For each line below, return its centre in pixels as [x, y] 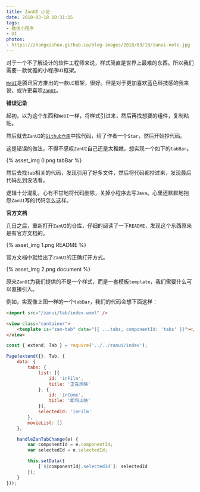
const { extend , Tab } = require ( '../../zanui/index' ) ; [77, 346]
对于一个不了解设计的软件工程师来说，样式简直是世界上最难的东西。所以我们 [100, 63]
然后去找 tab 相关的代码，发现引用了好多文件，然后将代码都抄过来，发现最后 [99, 172]
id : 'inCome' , [66, 395]
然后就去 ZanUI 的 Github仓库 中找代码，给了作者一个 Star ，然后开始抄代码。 [96, 135]
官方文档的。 [32, 233]
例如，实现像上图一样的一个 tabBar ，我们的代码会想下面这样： [82, 301]
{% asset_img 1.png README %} [46, 245]
